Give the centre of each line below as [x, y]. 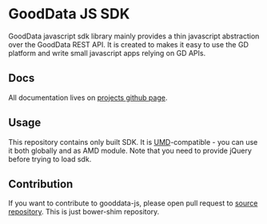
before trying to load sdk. [50, 159]
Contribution [41, 184]
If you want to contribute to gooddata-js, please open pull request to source [133, 203]
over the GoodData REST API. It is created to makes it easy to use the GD [129, 44]
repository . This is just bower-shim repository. [84, 212]
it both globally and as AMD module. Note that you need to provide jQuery [130, 150]
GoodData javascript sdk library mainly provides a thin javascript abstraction [134, 36]
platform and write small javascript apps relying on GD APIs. [107, 53]
